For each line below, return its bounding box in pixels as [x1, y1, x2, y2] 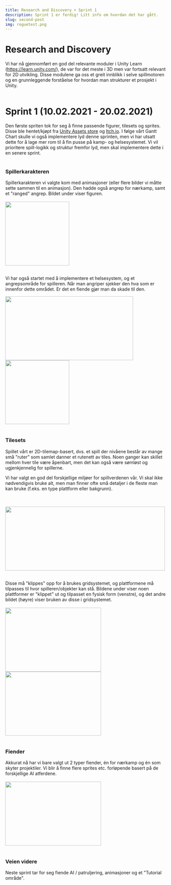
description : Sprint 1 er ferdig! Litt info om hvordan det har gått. [5, 12, 159, 17]
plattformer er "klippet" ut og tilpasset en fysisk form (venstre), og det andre [5, 591, 166, 597]
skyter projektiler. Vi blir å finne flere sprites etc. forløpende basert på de [5, 765, 159, 771]
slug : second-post [5, 17, 44, 22]
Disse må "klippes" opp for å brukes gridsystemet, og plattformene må [5, 580, 154, 586]
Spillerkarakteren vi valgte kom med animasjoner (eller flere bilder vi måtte [5, 180, 162, 186]
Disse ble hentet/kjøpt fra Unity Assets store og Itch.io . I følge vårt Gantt [5, 128, 157, 135]
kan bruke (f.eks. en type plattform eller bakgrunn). [5, 485, 113, 492]
